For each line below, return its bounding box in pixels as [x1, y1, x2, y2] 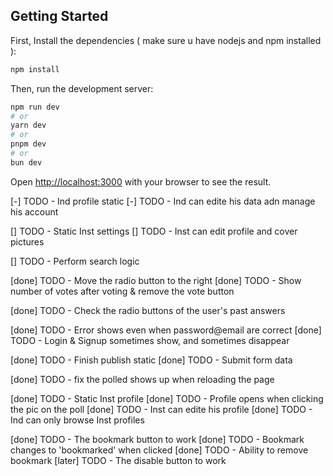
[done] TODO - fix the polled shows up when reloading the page [10, 373, 275, 385]
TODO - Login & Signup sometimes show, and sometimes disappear [10, 334, 290, 346]
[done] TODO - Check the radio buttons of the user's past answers [10, 304, 286, 316]
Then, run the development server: [10, 82, 154, 94]
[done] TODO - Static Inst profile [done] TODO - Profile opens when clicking [10, 392, 324, 404]
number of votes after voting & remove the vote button [10, 285, 235, 297]
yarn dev [10, 120, 47, 131]
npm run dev [10, 102, 60, 112]
